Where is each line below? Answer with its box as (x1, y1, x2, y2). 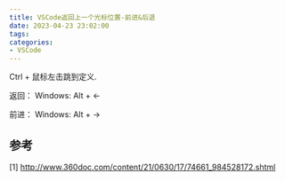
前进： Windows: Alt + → (9, 109, 101, 120)
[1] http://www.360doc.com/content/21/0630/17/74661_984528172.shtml (9, 161, 276, 172)
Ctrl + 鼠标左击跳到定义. (9, 72, 97, 83)
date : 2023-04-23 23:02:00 (9, 21, 110, 30)
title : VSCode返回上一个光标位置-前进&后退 (9, 12, 156, 22)
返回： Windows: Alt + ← (9, 90, 101, 101)
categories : (9, 37, 53, 47)
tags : (9, 29, 29, 38)
